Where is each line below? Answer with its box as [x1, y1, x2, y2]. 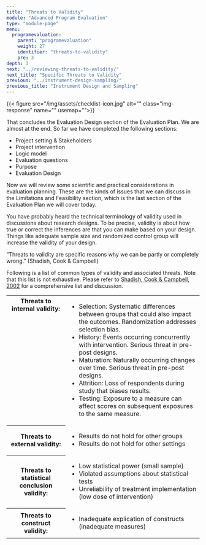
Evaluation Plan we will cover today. [6, 201, 97, 208]
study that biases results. [78, 387, 151, 395]
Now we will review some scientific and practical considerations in [6, 182, 174, 188]
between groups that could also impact [78, 310, 191, 318]
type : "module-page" [6, 20, 59, 26]
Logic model [15, 150, 47, 157]
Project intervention [15, 144, 66, 150]
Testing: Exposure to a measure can [78, 394, 182, 403]
